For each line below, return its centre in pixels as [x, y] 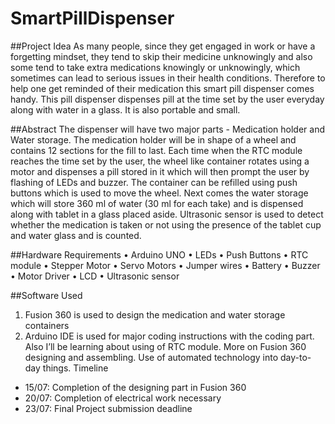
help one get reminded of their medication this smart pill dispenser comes [162, 88]
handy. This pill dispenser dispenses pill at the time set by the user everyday [167, 99]
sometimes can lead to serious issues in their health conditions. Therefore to [168, 78]
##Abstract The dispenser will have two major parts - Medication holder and [168, 129]
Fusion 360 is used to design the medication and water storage [155, 314]
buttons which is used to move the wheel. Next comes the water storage [159, 193]
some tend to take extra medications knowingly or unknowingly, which [155, 67]
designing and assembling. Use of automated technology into [151, 357]
